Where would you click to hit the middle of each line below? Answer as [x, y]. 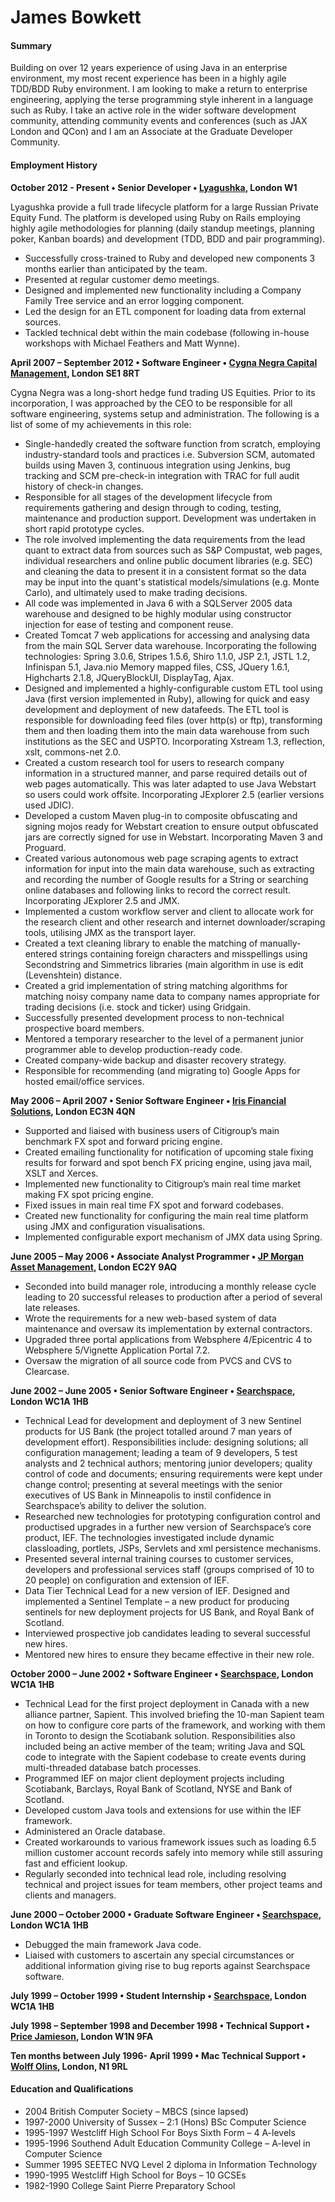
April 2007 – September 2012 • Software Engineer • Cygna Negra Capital [164, 362]
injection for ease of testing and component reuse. [129, 624]
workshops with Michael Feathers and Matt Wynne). [132, 343]
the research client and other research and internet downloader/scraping [175, 922]
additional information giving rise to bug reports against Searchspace [167, 1965]
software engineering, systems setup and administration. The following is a [165, 413]
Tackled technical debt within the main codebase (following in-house [167, 332]
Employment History [54, 165]
